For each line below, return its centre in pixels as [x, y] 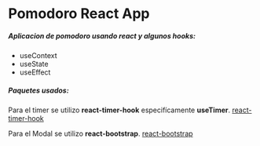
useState [34, 64]
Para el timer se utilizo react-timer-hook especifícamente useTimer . [119, 110]
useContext [38, 56]
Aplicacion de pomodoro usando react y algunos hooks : [102, 35]
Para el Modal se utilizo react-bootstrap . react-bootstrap [101, 133]
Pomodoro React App [79, 14]
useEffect [35, 72]
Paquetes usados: [38, 90]
